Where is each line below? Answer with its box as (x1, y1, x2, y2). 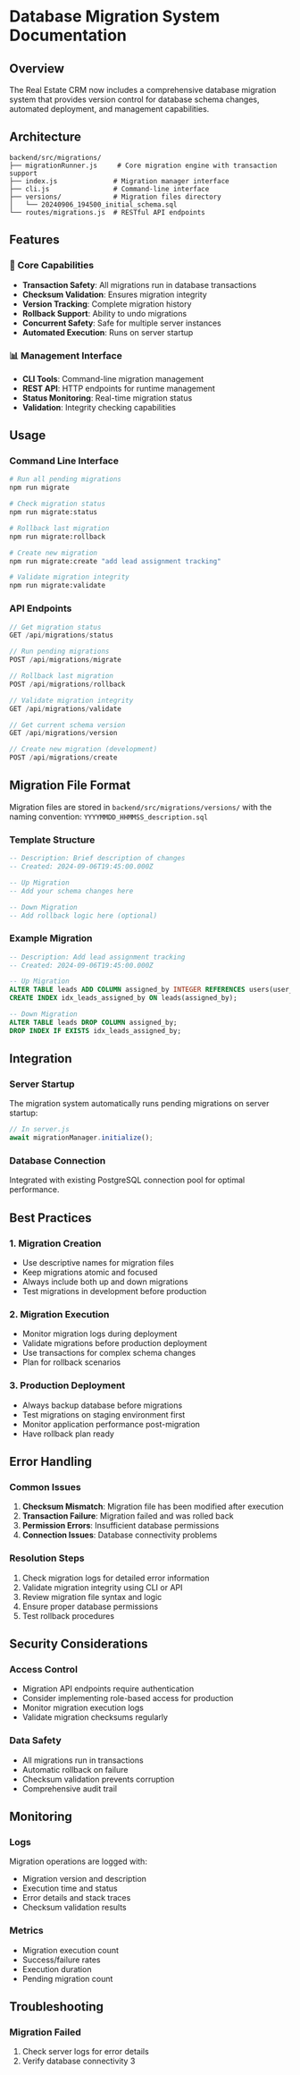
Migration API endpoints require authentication (21, 1683, 195, 1694)
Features (9, 233, 60, 248)
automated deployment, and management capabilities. (9, 104, 210, 114)
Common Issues (9, 1481, 82, 1494)
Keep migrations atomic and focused (21, 1267, 158, 1278)
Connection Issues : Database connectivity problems (21, 1529, 218, 1540)
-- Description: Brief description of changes (9, 854, 186, 863)
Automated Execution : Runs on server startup (21, 326, 194, 337)
